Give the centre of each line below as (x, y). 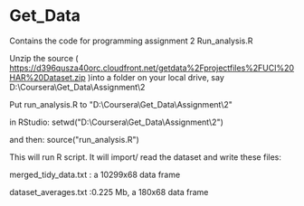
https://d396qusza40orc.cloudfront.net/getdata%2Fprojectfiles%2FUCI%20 (152, 68)
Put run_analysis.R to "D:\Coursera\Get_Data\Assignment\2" (121, 104)
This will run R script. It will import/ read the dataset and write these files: (146, 157)
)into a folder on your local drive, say (156, 77)
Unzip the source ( (44, 58)
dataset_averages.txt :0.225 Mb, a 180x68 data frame (109, 192)
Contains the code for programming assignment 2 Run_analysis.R (131, 41)
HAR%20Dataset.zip (47, 77)
